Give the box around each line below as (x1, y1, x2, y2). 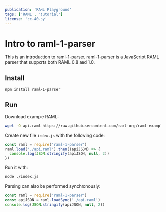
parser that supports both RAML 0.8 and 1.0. (5, 59, 95, 65)
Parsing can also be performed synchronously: (5, 183, 101, 189)
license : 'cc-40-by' (5, 16, 48, 21)
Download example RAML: (5, 113, 59, 119)
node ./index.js (5, 174, 39, 179)
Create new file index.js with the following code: (5, 132, 105, 138)
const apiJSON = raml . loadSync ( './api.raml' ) (5, 197, 100, 202)
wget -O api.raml (5, 123, 41, 128)
